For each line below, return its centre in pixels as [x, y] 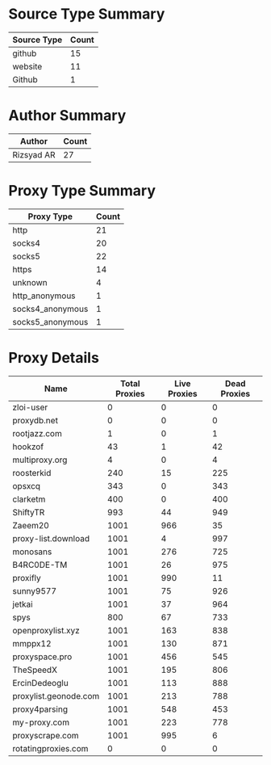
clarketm [29, 499]
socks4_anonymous [50, 309]
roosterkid [32, 473]
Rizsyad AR [34, 154]
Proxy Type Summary [82, 191]
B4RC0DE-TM [40, 565]
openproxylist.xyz [46, 630]
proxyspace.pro [42, 657]
